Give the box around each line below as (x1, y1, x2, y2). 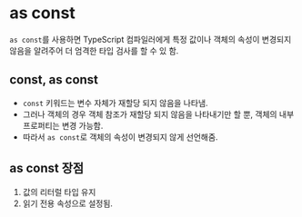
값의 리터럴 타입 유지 (22, 186, 96, 197)
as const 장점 (9, 161, 85, 176)
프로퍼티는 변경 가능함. (22, 120, 104, 131)
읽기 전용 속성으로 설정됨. (22, 198, 114, 209)
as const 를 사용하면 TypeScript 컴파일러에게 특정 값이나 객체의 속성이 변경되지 (9, 34, 292, 44)
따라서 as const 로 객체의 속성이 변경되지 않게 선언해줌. (22, 131, 218, 143)
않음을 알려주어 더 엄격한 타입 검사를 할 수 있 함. (9, 44, 179, 56)
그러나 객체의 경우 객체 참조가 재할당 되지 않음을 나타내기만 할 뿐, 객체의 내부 (22, 108, 295, 120)
